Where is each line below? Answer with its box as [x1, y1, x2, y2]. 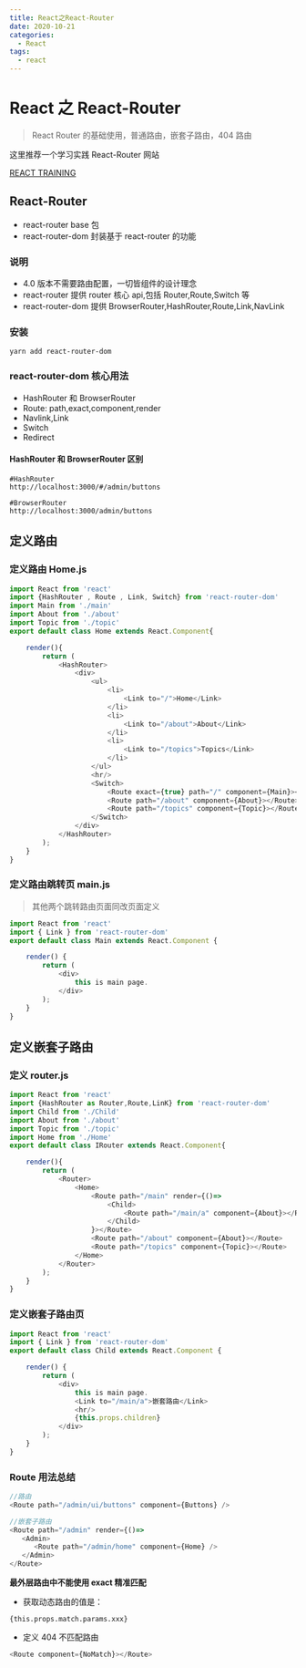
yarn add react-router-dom [9, 347, 112, 357]
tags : [9, 47, 30, 57]
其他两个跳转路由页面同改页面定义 [31, 900, 160, 912]
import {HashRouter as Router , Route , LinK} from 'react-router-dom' [9, 1099, 271, 1108]
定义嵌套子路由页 [9, 1308, 85, 1321]
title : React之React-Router [9, 13, 115, 23]
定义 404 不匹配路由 [22, 1632, 99, 1642]
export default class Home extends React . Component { [9, 627, 214, 636]
